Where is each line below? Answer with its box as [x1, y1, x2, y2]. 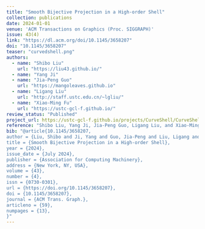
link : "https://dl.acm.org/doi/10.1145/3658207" [6, 37, 132, 43]
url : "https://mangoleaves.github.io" [17, 83, 116, 89]
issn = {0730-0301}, [6, 180, 59, 186]
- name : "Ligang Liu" [12, 89, 67, 95]
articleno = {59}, [6, 202, 53, 208]
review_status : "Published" [6, 111, 78, 117]
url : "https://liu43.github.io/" [17, 65, 103, 72]
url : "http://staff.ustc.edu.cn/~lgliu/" [17, 94, 124, 100]
